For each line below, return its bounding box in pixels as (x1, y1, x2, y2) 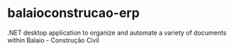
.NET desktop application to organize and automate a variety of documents (7, 28, 227, 37)
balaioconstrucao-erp (7, 5, 140, 21)
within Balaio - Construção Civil (7, 35, 99, 44)
